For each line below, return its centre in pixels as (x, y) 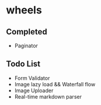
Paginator (26, 45)
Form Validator (32, 78)
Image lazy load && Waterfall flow (55, 84)
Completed (27, 32)
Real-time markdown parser (48, 96)
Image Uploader (34, 90)
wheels (24, 10)
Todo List (23, 64)
